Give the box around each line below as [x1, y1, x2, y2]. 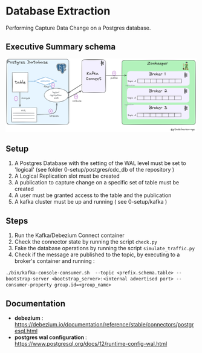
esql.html [14, 328, 37, 335]
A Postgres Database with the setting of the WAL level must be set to [14, 160, 187, 167]
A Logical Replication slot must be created [14, 172, 120, 180]
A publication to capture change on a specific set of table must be [14, 179, 180, 186]
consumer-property [5, 282, 52, 288]
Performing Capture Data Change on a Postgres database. [5, 24, 151, 31]
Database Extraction [5, 4, 111, 18]
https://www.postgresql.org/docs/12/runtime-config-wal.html [14, 340, 168, 348]
